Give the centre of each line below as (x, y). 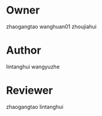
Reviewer (29, 90)
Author (24, 50)
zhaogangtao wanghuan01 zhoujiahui (52, 26)
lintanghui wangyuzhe (33, 67)
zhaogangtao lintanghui (35, 107)
